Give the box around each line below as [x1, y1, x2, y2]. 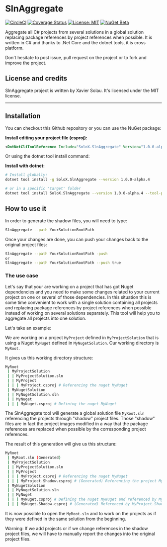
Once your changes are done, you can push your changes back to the [5, 236, 149, 242]
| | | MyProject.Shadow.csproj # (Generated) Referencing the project [7, 478, 157, 483]
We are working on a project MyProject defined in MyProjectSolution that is [5, 334, 159, 341]
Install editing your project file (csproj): [5, 135, 88, 141]
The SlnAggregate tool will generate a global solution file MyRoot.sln [5, 410, 145, 416]
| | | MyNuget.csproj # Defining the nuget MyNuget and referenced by [7, 497, 157, 502]
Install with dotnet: [5, 163, 45, 169]
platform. [5, 45, 24, 51]
